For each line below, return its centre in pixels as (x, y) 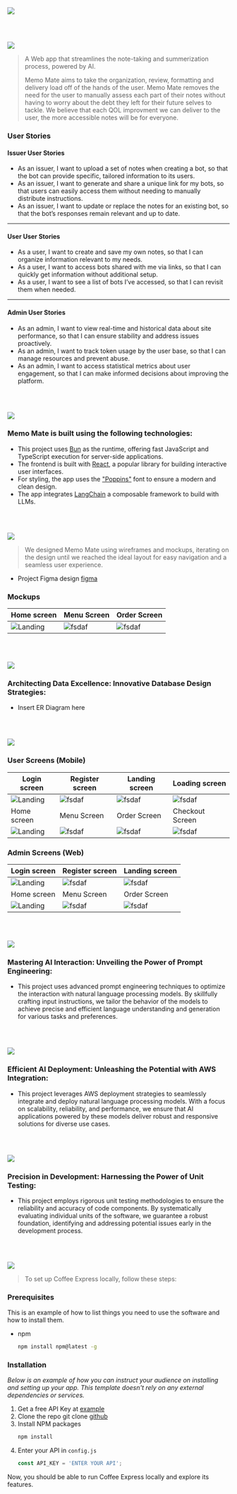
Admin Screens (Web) (46, 853)
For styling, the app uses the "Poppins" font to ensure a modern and (117, 479)
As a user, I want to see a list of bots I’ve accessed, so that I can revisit (120, 282)
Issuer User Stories (36, 153)
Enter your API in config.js (57, 1451)
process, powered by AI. (60, 66)
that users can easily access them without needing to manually (109, 191)
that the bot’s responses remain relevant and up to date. (99, 214)
